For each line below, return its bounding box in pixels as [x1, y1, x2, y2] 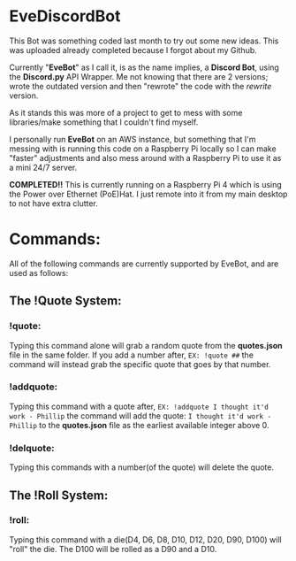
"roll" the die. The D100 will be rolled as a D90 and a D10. [9, 543, 217, 554]
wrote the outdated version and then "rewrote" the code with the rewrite [9, 81, 272, 91]
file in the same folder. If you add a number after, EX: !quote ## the [9, 350, 254, 360]
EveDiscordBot [9, 6, 121, 27]
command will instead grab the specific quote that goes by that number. [9, 358, 271, 369]
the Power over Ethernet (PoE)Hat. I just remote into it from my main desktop [9, 188, 288, 199]
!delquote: [9, 442, 55, 454]
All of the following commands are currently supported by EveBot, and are [9, 258, 279, 269]
